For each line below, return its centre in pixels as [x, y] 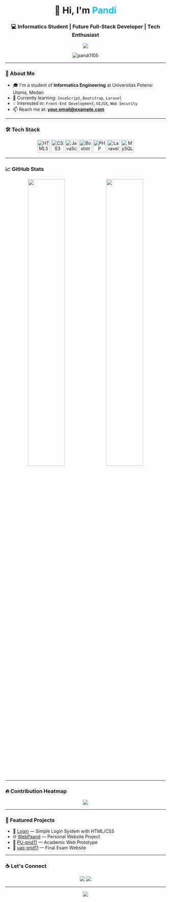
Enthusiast [85, 35]
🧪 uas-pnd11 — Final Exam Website [49, 847]
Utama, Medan [28, 92]
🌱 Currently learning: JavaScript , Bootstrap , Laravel [67, 98]
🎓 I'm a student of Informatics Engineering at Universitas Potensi [82, 85]
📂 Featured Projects [30, 820]
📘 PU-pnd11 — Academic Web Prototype [55, 842]
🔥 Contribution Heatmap [36, 791]
